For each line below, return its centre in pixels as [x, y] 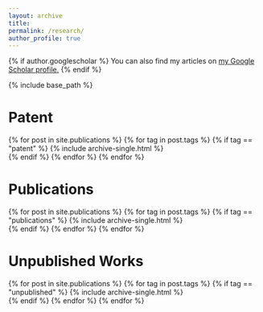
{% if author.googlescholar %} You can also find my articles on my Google [131, 61]
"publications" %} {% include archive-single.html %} [96, 220]
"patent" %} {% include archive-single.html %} [86, 149]
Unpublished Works [76, 261]
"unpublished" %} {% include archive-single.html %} [96, 292]
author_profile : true [45, 38]
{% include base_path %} [51, 85]
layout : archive [35, 16]
